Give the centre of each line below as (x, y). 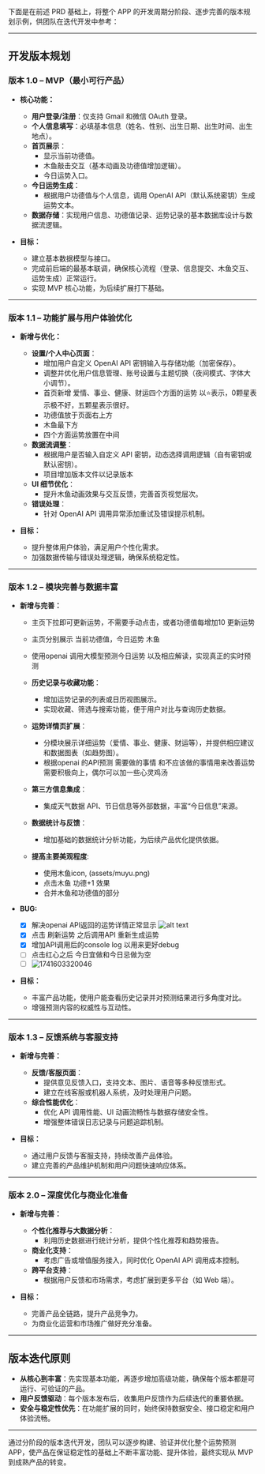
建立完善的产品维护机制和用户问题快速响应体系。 (111, 1165)
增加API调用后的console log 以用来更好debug (105, 945)
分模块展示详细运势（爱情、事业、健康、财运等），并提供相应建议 (149, 743)
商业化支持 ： (52, 1250)
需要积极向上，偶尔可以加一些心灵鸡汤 (105, 773)
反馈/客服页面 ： (57, 1072)
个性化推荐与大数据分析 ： (73, 1231)
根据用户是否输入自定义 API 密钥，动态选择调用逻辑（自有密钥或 (147, 454)
